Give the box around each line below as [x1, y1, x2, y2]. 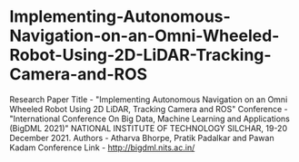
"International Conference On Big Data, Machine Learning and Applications [9, 113, 291, 124]
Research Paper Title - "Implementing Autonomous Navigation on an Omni [9, 93, 288, 105]
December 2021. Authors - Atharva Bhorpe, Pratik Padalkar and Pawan [9, 132, 274, 143]
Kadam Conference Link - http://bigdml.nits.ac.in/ [9, 142, 195, 153]
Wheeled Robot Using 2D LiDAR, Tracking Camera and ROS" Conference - [9, 103, 288, 114]
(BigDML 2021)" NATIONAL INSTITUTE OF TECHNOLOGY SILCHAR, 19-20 [9, 122, 288, 133]
